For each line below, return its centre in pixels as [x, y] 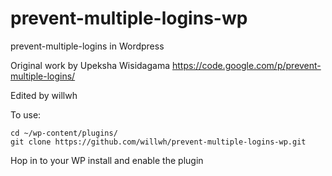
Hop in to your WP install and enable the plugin [107, 160]
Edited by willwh [44, 95]
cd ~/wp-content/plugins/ [64, 133]
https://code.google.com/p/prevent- [246, 65]
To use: [26, 114]
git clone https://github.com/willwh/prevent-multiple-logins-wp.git [158, 142]
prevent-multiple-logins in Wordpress [87, 46]
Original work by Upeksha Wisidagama [90, 65]
